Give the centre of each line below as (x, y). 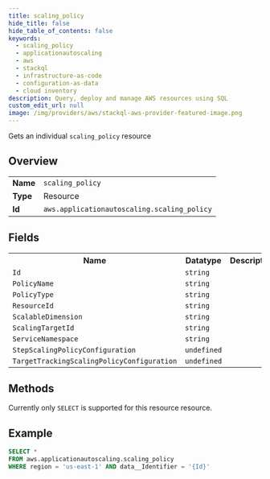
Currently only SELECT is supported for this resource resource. (110, 408)
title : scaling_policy (46, 16)
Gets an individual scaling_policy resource (80, 136)
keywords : (25, 38)
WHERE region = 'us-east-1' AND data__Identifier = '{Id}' (109, 467)
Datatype (203, 260)
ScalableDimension (47, 316)
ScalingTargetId (43, 328)
